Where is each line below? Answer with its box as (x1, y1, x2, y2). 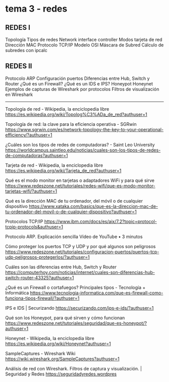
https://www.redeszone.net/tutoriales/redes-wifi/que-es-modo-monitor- (5, 182, 156, 188)
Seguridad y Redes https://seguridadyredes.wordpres (5, 371, 117, 377)
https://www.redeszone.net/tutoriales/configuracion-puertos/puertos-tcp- (5, 249, 159, 255)
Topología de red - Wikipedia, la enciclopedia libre (5, 106, 110, 112)
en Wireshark (5, 91, 33, 98)
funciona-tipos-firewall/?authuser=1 (5, 295, 79, 301)
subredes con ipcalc (5, 47, 48, 53)
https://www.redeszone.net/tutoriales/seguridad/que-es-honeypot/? (5, 320, 147, 326)
